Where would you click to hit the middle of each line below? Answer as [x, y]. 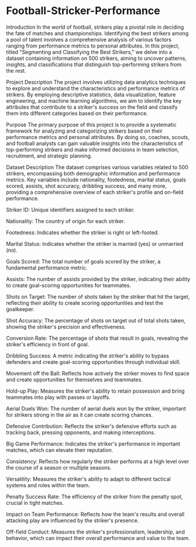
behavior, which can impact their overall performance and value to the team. [98, 538]
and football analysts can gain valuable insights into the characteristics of [94, 143]
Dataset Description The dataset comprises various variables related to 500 [97, 167]
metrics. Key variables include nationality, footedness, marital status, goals [96, 180]
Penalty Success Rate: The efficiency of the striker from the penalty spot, [94, 497]
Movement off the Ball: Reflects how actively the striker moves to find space [98, 373]
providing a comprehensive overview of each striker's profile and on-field [95, 192]
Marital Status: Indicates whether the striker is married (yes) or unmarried [94, 244]
